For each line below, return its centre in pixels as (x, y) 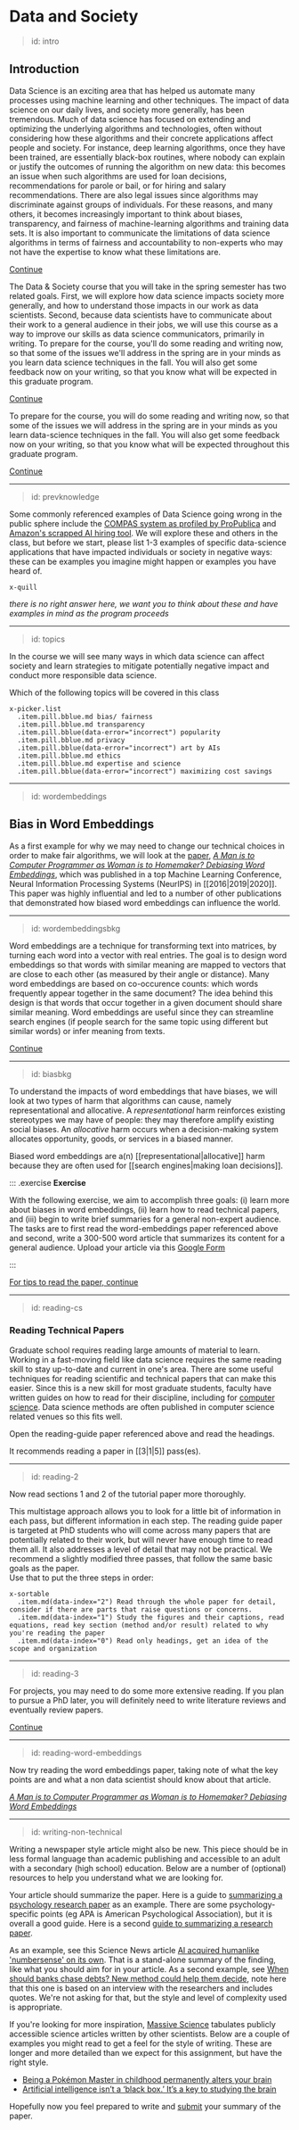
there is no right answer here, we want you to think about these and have (144, 603)
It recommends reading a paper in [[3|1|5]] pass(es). (105, 1451)
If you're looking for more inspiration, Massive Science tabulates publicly (142, 2024)
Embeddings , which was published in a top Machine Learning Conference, (145, 874)
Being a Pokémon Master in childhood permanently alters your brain (147, 2079)
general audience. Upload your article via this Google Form (117, 1247)
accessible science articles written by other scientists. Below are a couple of (149, 2034)
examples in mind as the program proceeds (89, 613)
